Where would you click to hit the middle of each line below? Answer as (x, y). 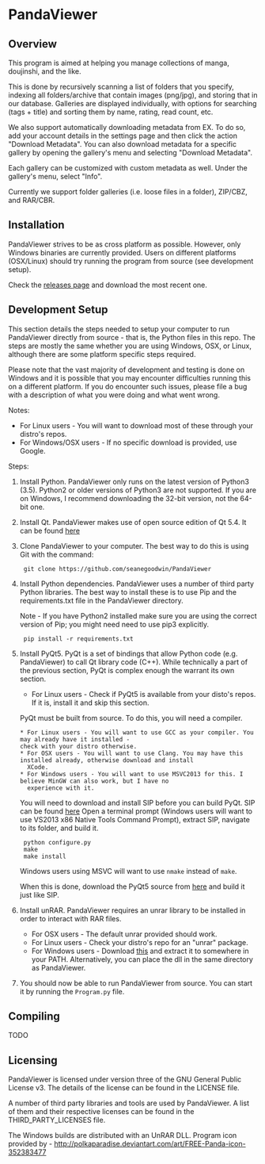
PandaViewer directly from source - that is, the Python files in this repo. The (132, 337)
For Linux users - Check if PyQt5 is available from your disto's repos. (144, 694)
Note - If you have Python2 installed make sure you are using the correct (138, 615)
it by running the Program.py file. (72, 991)
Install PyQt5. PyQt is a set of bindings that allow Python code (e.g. (129, 653)
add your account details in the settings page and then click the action (123, 136)
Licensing (33, 1060)
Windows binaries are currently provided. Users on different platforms (122, 252)
